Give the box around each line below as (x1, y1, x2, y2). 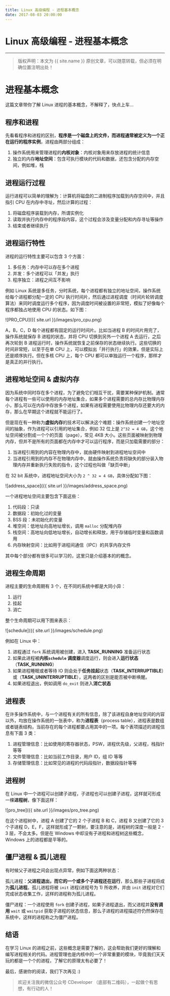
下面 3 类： (14, 730, 37, 736)
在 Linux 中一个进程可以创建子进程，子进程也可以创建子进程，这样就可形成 (5, 791, 161, 797)
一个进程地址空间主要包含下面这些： (5, 493, 81, 499)
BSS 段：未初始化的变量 (12, 517, 63, 523)
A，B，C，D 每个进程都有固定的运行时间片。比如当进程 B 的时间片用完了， (5, 327, 162, 333)
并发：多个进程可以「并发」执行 (12, 270, 79, 276)
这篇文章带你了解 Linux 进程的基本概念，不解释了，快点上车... (5, 102, 134, 108)
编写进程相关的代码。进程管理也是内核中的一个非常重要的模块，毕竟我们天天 (5, 951, 165, 957)
